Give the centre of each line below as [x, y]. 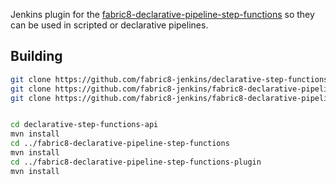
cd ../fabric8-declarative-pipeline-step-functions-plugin [136, 162]
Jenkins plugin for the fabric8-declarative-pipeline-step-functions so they [162, 14]
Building [36, 56]
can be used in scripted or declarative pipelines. [109, 25]
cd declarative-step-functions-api [84, 125]
